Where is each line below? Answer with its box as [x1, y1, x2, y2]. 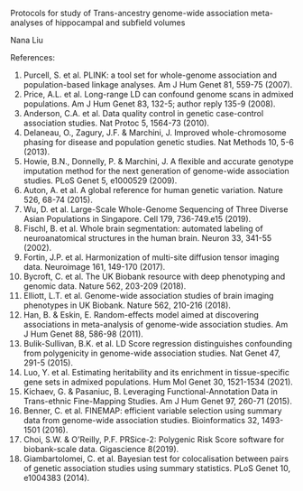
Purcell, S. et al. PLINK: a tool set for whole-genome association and [23, 69, 278, 80]
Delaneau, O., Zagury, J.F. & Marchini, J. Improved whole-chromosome [23, 127, 287, 138]
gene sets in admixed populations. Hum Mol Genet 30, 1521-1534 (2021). [23, 376, 294, 387]
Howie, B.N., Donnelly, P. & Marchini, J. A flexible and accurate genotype [23, 156, 294, 166]
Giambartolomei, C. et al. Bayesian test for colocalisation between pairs [23, 453, 289, 464]
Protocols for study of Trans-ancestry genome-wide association [10, 8, 249, 18]
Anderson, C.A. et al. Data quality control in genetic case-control [23, 108, 264, 118]
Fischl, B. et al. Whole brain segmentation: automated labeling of [23, 223, 264, 234]
